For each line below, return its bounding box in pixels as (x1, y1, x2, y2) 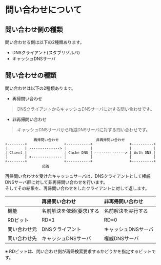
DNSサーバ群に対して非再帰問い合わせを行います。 (5, 179, 108, 185)
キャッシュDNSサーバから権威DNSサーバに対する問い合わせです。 (17, 126, 150, 132)
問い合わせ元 (7, 225, 38, 232)
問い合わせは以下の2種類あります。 (5, 85, 76, 91)
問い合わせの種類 (5, 71, 57, 80)
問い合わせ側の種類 (5, 25, 63, 34)
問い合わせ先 (7, 235, 38, 242)
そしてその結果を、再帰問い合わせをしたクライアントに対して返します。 (5, 185, 150, 191)
